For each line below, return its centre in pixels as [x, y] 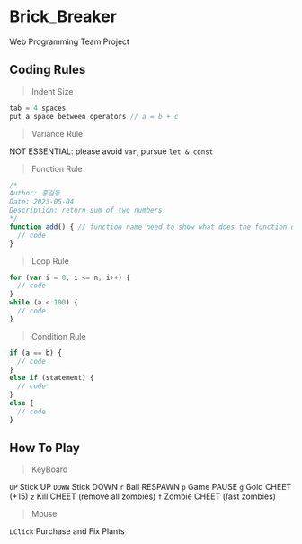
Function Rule [57, 168]
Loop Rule [50, 261]
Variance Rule [57, 133]
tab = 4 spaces [38, 108]
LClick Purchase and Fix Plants [67, 531]
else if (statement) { [52, 378]
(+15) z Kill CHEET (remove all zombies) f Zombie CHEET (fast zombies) [143, 496]
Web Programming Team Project [70, 41]
